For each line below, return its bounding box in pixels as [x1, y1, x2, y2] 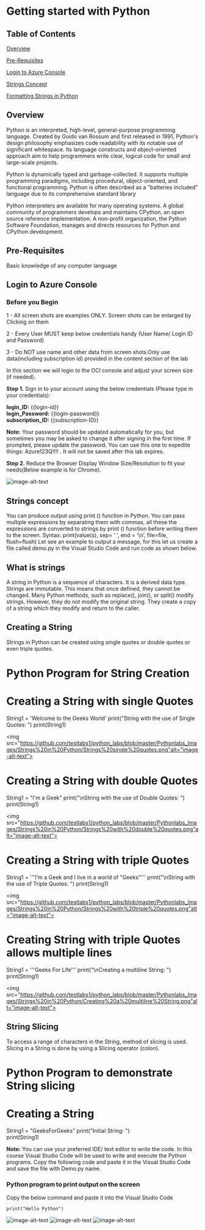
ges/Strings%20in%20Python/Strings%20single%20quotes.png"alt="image [6, 746, 198, 753]
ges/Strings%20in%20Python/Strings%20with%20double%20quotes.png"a [6, 825, 199, 832]
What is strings [6, 562, 66, 572]
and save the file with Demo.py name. [6, 1165, 101, 1172]
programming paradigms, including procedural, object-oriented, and [6, 177, 178, 184]
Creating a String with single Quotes [6, 694, 194, 708]
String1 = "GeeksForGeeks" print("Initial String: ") [6, 1127, 130, 1134]
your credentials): [6, 391, 51, 399]
